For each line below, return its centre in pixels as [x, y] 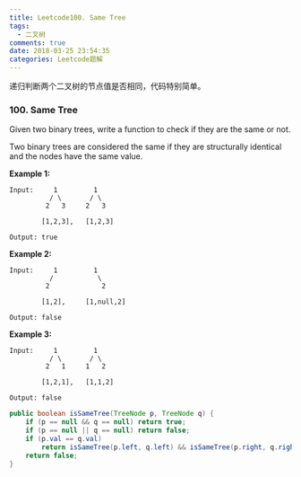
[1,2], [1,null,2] [84, 302]
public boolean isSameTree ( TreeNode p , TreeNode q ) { [112, 414]
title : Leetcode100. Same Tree [68, 18]
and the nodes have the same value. [76, 156]
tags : [19, 26]
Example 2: [30, 254]
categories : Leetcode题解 [56, 59]
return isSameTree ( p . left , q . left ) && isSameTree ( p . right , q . [160, 447]
